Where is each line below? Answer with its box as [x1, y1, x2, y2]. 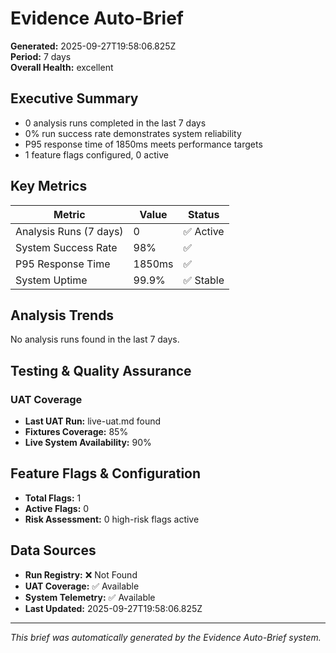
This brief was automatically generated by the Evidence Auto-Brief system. [10, 631, 322, 643]
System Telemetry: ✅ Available [24, 591, 156, 603]
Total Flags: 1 [24, 492, 82, 504]
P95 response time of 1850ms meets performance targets [24, 138, 263, 150]
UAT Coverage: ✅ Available [24, 580, 140, 592]
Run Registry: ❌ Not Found [24, 568, 138, 581]
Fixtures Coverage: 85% [24, 426, 129, 438]
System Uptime [15, 273, 88, 287]
